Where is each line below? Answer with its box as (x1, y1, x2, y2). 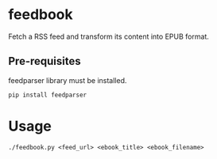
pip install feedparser (8, 91, 87, 99)
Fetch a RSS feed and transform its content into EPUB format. (8, 32, 209, 41)
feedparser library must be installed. (8, 75, 127, 85)
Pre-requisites (8, 55, 81, 68)
